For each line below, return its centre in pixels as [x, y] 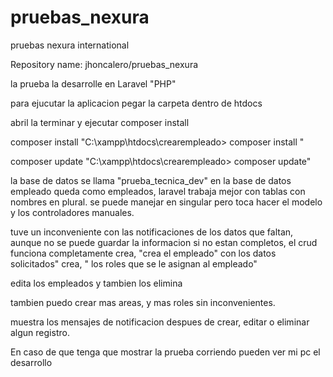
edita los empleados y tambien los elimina [96, 283]
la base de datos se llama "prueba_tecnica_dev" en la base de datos [151, 180]
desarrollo [31, 362]
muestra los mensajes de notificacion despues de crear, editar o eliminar [160, 322]
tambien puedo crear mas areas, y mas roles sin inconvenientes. [143, 302]
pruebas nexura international [70, 45]
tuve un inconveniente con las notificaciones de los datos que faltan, [152, 232]
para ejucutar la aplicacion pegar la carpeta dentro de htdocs [136, 103]
